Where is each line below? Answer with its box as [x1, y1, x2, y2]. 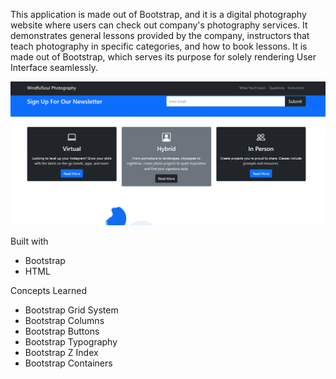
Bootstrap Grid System [24, 304, 119, 316]
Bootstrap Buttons [24, 325, 100, 337]
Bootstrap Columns [24, 314, 105, 326]
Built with [10, 235, 49, 247]
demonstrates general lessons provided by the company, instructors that [10, 30, 310, 41]
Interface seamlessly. [10, 62, 98, 73]
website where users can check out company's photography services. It [10, 19, 308, 31]
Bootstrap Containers [24, 357, 113, 369]
